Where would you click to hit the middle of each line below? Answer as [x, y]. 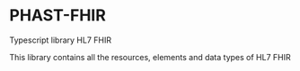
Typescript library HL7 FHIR [61, 40]
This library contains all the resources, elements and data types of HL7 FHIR [150, 57]
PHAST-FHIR [57, 16]
